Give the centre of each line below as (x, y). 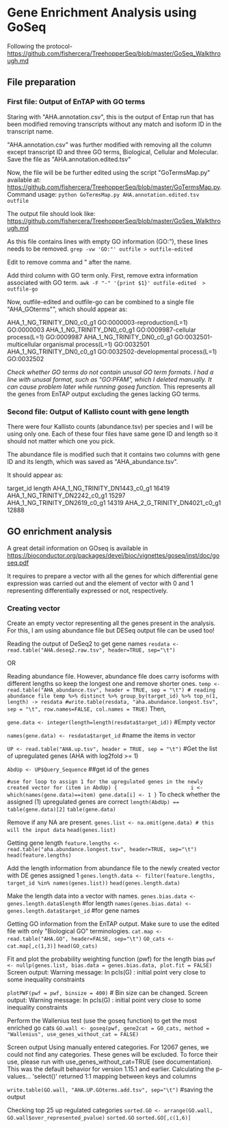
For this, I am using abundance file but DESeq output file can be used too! (111, 630)
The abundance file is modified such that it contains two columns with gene (114, 454)
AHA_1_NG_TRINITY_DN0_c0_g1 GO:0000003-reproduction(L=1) (97, 322)
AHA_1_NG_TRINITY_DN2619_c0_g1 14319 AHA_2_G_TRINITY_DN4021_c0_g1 (114, 502)
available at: (24, 180)
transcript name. (30, 131)
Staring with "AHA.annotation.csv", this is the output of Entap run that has (111, 117)
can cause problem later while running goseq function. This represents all (111, 387)
